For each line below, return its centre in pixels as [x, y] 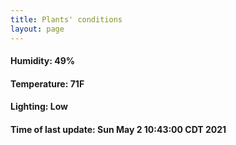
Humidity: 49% [42, 61]
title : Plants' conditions [66, 19]
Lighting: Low [39, 107]
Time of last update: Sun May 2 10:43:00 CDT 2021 [118, 129]
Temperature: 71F [47, 83]
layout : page [37, 29]
